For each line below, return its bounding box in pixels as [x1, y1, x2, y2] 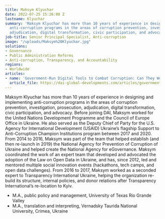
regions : [5, 62, 23, 67]
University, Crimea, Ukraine [12, 208, 68, 214]
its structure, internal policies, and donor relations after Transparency [16, 178, 156, 184]
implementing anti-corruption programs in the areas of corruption [5, 99, 137, 105]
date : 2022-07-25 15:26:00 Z [5, 12, 65, 17]
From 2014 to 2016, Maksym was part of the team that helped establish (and [5, 136, 159, 142]
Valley [12, 197, 25, 203]
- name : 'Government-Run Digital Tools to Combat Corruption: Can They [5, 76, 155, 81]
